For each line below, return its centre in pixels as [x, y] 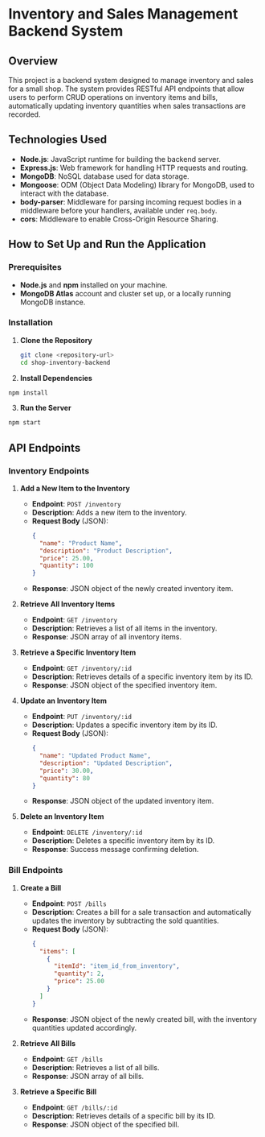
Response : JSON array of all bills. [88, 1076]
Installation [31, 323]
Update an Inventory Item [63, 701]
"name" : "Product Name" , [81, 543]
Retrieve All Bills [48, 1043]
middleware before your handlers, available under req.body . [118, 210]
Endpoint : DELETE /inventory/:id [87, 832]
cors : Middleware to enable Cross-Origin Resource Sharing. [119, 219]
